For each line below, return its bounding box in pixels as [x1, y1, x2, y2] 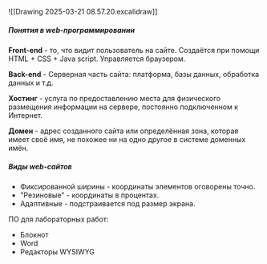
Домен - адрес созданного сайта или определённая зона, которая [8, 126, 239, 136]
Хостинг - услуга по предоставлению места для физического [8, 93, 221, 103]
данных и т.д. [8, 78, 54, 87]
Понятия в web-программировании [8, 25, 135, 35]
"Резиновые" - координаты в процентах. [19, 190, 160, 200]
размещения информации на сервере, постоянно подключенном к [8, 102, 239, 112]
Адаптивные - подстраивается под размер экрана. [19, 198, 196, 208]
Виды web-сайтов [8, 161, 72, 171]
